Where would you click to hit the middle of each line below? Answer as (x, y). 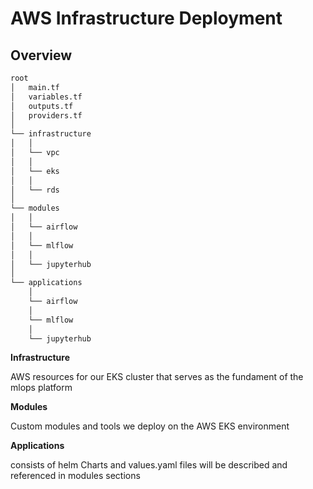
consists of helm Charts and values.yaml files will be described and (149, 465)
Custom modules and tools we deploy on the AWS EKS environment (150, 426)
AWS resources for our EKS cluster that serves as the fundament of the (157, 377)
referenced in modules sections (75, 476)
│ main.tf (35, 87)
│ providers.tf (46, 115)
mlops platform (41, 388)
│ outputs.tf (42, 106)
